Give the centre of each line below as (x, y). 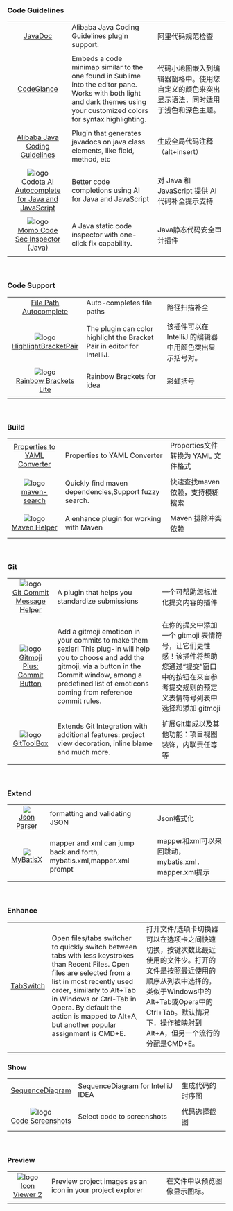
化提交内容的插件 (190, 602)
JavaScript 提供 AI (187, 191)
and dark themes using (109, 102)
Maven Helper (34, 527)
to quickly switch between (94, 947)
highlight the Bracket (120, 337)
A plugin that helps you (95, 593)
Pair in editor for (112, 346)
